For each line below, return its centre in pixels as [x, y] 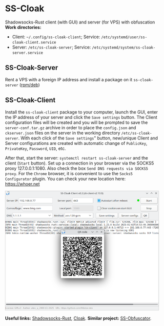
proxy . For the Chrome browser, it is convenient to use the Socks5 [69, 173]
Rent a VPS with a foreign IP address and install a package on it [69, 79]
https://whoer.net [22, 184]
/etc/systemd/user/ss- [124, 37]
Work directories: [23, 27]
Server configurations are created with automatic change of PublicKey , [76, 143]
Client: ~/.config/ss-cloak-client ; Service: [56, 37]
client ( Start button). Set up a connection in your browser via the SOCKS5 [80, 163]
